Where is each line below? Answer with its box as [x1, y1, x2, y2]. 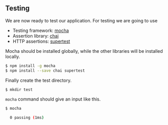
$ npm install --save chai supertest [5, 68, 85, 73]
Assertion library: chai [12, 33, 59, 39]
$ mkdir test [5, 87, 33, 92]
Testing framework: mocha [12, 27, 70, 34]
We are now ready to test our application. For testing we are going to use [5, 17, 158, 23]
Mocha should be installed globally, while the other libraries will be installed [5, 48, 163, 54]
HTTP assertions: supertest [12, 38, 70, 44]
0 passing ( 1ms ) [10, 115, 44, 120]
